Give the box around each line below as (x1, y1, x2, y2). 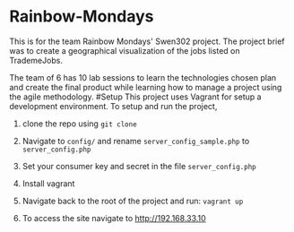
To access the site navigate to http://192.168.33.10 (22, 212, 206, 223)
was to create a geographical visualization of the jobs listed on (9, 45, 240, 56)
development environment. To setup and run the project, (9, 100, 218, 111)
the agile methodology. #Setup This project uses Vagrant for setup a (9, 91, 262, 102)
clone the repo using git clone (22, 118, 137, 129)
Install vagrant (22, 177, 75, 189)
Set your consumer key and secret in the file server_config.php (22, 160, 257, 171)
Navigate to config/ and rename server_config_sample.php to (22, 135, 250, 146)
